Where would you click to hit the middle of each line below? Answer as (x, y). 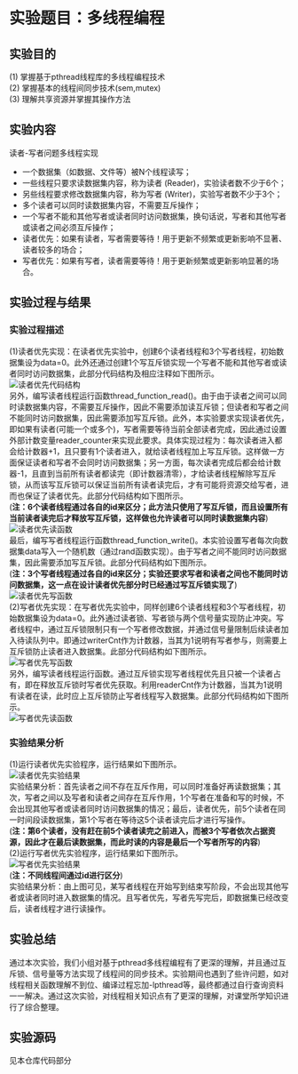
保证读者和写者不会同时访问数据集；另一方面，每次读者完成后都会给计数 (149, 462)
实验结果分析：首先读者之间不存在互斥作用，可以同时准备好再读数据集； (141, 786)
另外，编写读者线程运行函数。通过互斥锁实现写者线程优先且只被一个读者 (141, 673)
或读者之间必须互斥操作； (69, 227)
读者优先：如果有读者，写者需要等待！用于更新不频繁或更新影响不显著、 (154, 238)
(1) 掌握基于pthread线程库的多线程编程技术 (87, 77)
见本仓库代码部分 (40, 1061)
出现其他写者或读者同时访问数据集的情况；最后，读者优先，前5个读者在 (147, 808)
